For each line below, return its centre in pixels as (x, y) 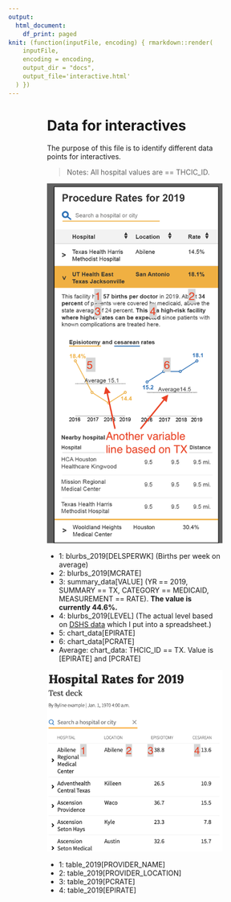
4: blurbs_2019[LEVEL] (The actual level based (136, 616)
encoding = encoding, (59, 59)
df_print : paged (50, 34)
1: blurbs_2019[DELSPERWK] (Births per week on (140, 556)
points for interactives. (84, 156)
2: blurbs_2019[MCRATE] (100, 573)
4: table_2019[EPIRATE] (97, 890)
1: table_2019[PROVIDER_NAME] (112, 864)
